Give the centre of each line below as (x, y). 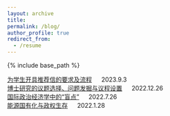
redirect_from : (29, 39)
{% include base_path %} (44, 65)
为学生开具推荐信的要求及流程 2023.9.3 (67, 79)
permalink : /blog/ (34, 26)
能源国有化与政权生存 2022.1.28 (56, 105)
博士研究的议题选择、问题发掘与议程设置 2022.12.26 (85, 88)
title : (17, 20)
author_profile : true (38, 33)
